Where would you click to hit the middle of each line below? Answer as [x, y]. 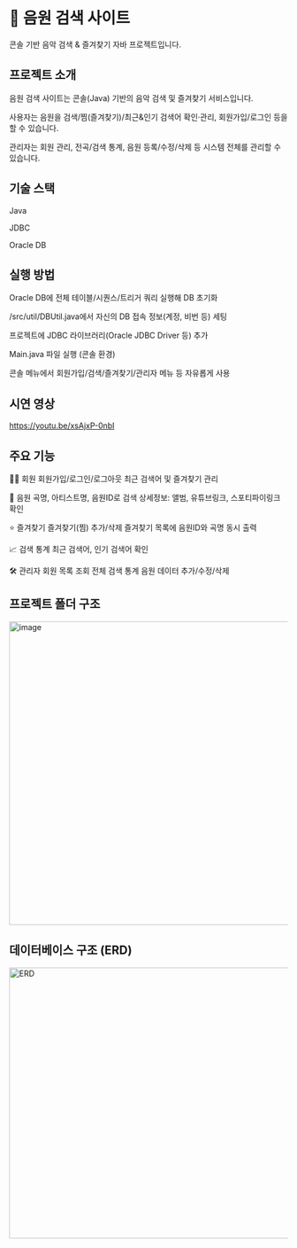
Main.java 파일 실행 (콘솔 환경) [62, 355]
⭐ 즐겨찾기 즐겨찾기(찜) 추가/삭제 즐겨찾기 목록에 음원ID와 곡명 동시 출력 [133, 527]
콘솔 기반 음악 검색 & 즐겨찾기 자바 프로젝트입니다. [95, 44]
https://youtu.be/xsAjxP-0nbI [62, 425]
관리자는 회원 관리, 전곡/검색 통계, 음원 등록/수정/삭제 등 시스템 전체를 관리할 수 [145, 146]
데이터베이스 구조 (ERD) [71, 951]
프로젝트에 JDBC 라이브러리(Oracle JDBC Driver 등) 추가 [109, 335]
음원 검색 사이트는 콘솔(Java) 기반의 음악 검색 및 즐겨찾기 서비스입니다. [131, 97]
